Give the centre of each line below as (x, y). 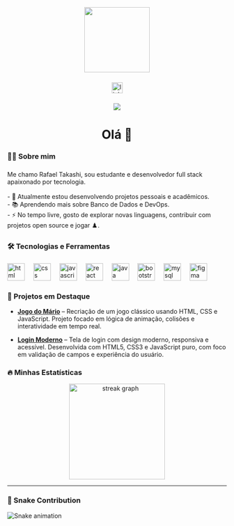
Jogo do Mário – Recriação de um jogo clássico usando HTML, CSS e (117, 312)
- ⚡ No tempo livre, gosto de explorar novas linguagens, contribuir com (109, 214)
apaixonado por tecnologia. (46, 182)
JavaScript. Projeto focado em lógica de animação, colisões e (106, 319)
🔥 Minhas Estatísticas (45, 372)
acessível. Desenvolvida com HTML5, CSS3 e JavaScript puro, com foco (122, 347)
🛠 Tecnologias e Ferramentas (58, 246)
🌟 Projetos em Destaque (49, 296)
